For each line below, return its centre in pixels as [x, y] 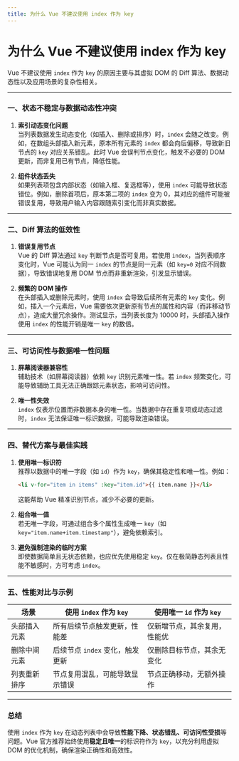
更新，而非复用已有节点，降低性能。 [71, 160]
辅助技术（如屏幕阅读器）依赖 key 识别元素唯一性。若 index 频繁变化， [121, 377]
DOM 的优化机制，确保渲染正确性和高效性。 [72, 750]
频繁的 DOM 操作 [42, 289]
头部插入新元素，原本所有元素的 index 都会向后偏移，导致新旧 [140, 143]
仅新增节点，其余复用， [186, 626]
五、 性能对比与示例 [40, 592]
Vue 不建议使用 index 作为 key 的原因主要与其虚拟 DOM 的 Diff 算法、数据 [115, 73]
